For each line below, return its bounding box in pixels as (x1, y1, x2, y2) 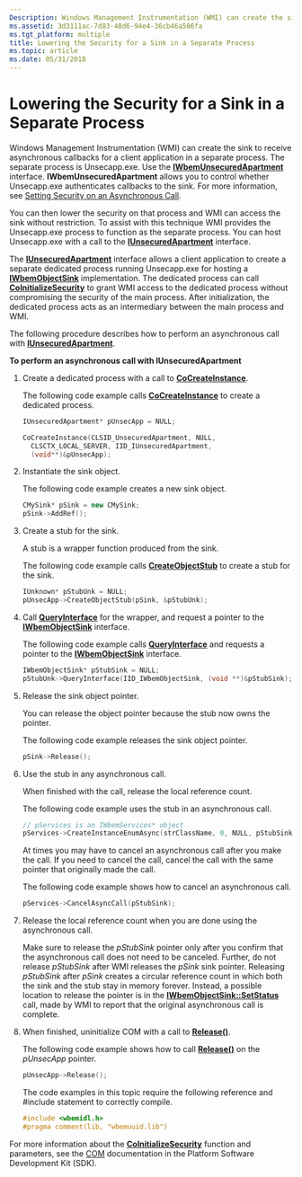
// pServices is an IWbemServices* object (22, 820, 184, 829)
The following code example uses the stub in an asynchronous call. (22, 803, 272, 814)
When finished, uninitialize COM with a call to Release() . (22, 1026, 231, 1038)
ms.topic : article (9, 47, 78, 56)
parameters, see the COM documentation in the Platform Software (9, 1147, 254, 1159)
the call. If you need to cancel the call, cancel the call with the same (22, 854, 274, 865)
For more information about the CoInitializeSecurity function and (9, 1138, 252, 1149)
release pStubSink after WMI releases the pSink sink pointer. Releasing (22, 961, 285, 972)
